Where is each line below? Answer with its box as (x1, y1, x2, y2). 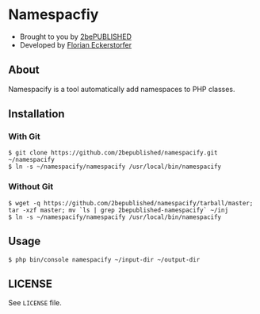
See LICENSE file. (8, 298, 62, 308)
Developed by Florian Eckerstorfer (19, 40, 132, 49)
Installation (8, 107, 65, 121)
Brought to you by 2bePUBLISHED (19, 32, 132, 41)
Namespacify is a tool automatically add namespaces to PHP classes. (8, 84, 235, 94)
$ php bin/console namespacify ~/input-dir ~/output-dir (8, 255, 201, 263)
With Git (8, 131, 41, 142)
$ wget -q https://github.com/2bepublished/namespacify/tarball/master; (8, 199, 254, 207)
